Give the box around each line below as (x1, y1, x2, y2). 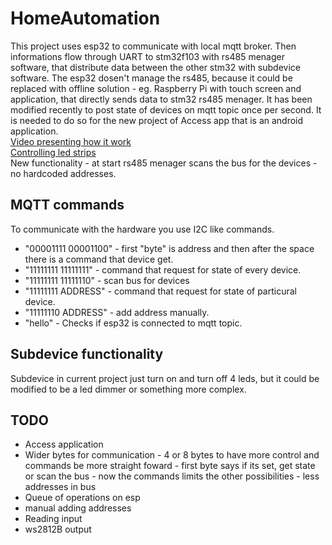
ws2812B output (24, 523, 92, 536)
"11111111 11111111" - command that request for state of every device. (24, 263, 302, 276)
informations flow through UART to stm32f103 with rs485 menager (10, 50, 285, 62)
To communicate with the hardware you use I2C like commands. (10, 223, 275, 235)
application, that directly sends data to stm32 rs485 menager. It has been (10, 93, 313, 105)
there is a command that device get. (24, 253, 174, 265)
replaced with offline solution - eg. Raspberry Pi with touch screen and (10, 82, 302, 94)
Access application (24, 438, 104, 451)
